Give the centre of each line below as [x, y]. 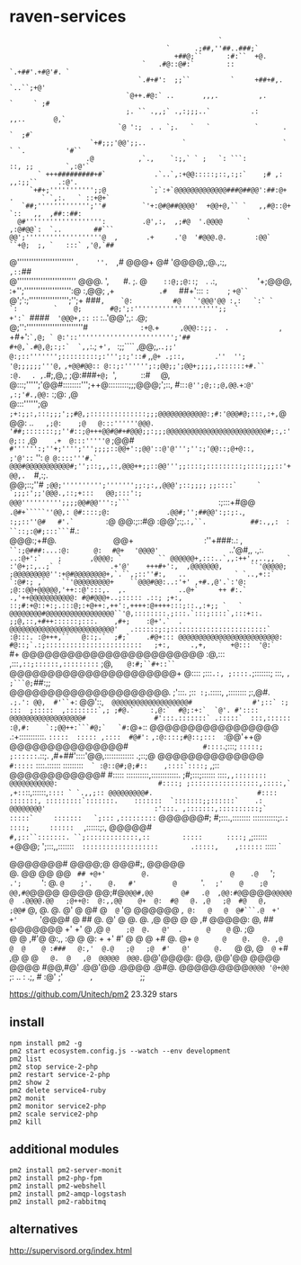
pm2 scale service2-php [54, 1114]
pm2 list [26, 1059]
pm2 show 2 [30, 1082]
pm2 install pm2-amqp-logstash [68, 1194]
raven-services [68, 17]
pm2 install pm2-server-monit [66, 1170]
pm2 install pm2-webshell [58, 1186]
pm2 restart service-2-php [60, 1074]
